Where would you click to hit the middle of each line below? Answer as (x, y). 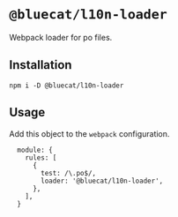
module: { (35, 150)
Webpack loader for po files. (61, 37)
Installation (41, 65)
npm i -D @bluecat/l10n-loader (67, 86)
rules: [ (41, 157)
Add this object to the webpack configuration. (89, 133)
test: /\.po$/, (69, 173)
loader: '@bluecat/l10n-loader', (102, 181)
